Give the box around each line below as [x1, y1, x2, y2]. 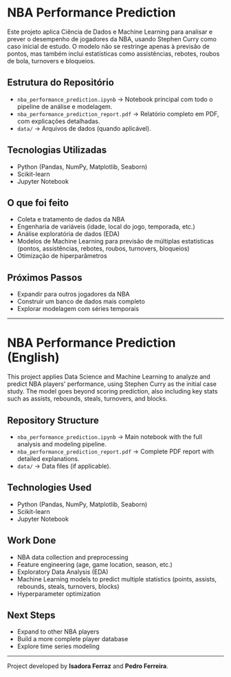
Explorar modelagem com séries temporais [16, 305, 140, 313]
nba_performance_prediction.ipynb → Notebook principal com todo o [16, 95, 213, 103]
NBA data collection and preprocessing [16, 552, 129, 561]
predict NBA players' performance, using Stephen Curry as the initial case [7, 380, 217, 388]
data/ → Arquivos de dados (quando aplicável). [16, 124, 151, 132]
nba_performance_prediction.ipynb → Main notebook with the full [16, 432, 203, 441]
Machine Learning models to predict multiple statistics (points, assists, [16, 574, 217, 583]
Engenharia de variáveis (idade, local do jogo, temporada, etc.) [16, 222, 196, 231]
